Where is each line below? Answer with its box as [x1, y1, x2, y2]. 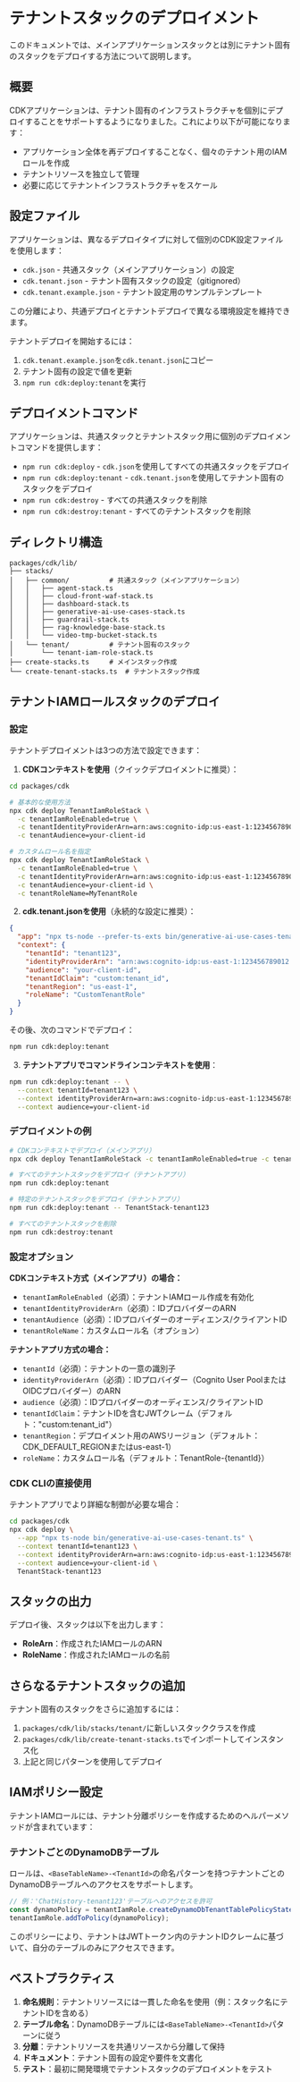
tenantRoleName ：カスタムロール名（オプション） [21, 1325, 204, 1335]
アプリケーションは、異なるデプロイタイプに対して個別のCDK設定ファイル [9, 233, 284, 244]
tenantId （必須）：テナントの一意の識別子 [21, 1363, 177, 1374]
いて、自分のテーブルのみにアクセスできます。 [9, 1942, 179, 1952]
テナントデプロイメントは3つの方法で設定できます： [9, 744, 203, 756]
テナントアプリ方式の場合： [9, 1343, 112, 1355]
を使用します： [9, 245, 64, 256]
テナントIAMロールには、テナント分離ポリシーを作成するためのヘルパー [9, 1810, 274, 1821]
